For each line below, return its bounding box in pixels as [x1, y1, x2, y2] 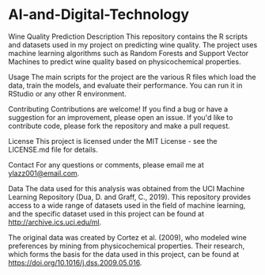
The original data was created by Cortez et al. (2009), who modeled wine [8, 232, 247, 242]
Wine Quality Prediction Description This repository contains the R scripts [8, 32, 248, 41]
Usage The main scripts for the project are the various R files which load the [8, 72, 256, 81]
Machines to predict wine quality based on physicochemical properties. [8, 57, 241, 66]
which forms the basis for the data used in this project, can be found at [8, 249, 240, 258]
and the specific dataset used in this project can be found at [8, 209, 204, 218]
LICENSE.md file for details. [8, 145, 98, 154]
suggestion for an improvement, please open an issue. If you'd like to [8, 112, 233, 122]
